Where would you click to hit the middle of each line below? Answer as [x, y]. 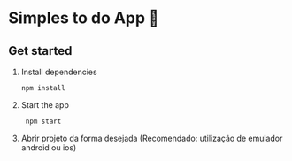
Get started [40, 51]
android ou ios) [49, 147]
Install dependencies [59, 72]
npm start [43, 121]
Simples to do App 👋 [84, 18]
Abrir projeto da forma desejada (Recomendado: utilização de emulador [152, 138]
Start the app [45, 104]
